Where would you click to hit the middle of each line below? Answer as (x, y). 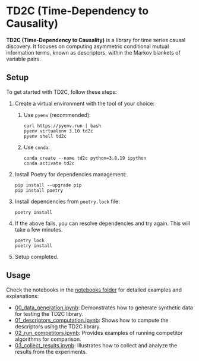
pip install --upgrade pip (48, 185)
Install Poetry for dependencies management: (71, 174)
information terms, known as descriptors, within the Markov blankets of (94, 52)
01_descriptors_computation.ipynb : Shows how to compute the (91, 320)
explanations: (23, 296)
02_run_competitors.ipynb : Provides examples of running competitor (99, 332)
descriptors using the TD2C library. (58, 326)
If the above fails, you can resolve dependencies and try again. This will (102, 223)
